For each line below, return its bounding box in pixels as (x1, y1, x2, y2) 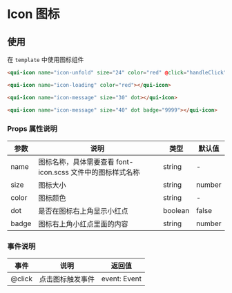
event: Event (101, 274, 142, 283)
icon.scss (37, 167, 69, 176)
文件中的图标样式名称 (70, 167, 140, 176)
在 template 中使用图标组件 (7, 56, 84, 63)
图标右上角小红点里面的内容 (37, 219, 128, 228)
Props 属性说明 (7, 124, 57, 134)
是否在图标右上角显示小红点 (37, 206, 128, 216)
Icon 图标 (7, 6, 60, 22)
